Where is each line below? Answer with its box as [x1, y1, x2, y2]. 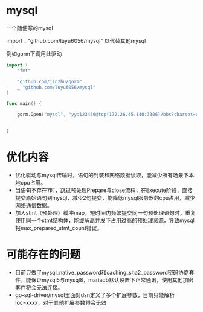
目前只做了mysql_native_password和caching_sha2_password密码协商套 [14, 269, 195, 276]
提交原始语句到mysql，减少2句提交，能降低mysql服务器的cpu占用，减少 [14, 194, 195, 201]
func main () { [6, 101, 42, 107]
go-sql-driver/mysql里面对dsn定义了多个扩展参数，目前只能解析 [14, 291, 175, 299]
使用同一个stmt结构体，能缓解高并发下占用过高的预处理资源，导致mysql [14, 217, 195, 224]
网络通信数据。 [14, 202, 53, 209]
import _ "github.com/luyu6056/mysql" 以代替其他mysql [6, 37, 146, 44]
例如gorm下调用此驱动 [6, 49, 62, 57]
